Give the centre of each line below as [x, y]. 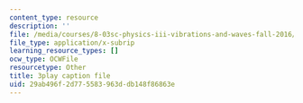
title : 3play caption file [60, 76]
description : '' [40, 26]
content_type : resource [54, 17]
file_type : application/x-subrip [72, 43]
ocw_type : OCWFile [44, 59]
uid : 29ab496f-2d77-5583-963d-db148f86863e [92, 84]
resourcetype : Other [48, 68]
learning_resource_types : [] [64, 51]
